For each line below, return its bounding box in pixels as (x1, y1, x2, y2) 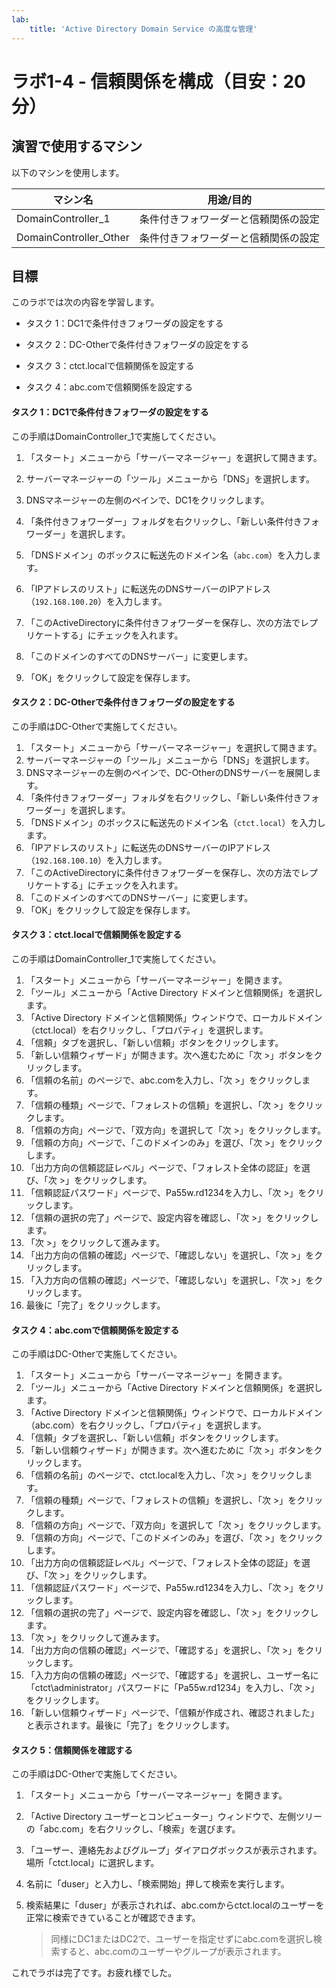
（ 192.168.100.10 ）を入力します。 (25, 854, 168, 866)
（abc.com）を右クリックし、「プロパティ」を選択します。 (25, 1419, 267, 1431)
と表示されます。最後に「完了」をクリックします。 (25, 1719, 235, 1731)
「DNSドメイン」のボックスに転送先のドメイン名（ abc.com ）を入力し (25, 549, 313, 561)
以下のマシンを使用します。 (11, 166, 125, 178)
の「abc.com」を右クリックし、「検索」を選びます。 (25, 1823, 241, 1835)
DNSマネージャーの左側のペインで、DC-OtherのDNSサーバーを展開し (25, 766, 313, 778)
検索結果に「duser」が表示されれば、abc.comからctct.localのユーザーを (25, 1899, 325, 1911)
